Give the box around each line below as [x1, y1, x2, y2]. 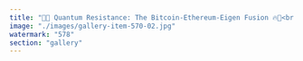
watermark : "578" [9, 30, 75, 39]
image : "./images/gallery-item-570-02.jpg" [9, 22, 176, 30]
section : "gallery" [9, 38, 83, 48]
